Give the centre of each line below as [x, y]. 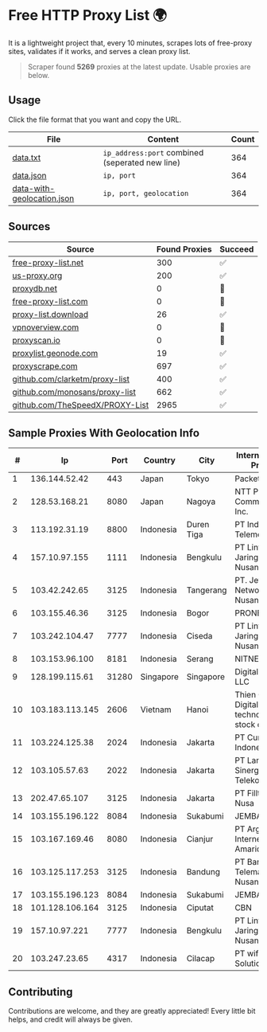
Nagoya [201, 502]
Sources [29, 227]
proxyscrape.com [45, 365]
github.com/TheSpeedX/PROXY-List [81, 405]
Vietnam [156, 709]
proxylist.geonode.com [55, 353]
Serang [200, 659]
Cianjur [200, 839]
